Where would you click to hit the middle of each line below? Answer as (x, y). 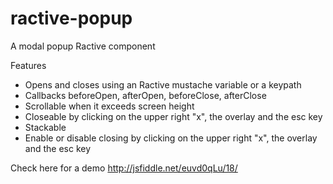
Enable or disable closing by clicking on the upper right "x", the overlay (171, 138)
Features (28, 65)
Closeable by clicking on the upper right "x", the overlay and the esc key (173, 116)
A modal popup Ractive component (83, 46)
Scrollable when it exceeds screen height (109, 106)
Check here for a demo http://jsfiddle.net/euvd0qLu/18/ (124, 168)
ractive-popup (71, 18)
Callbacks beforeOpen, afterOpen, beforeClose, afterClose (145, 95)
